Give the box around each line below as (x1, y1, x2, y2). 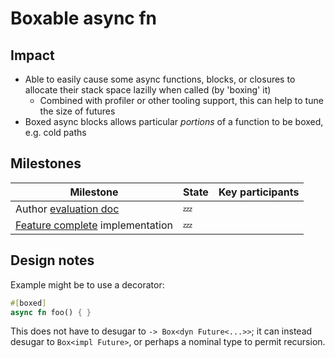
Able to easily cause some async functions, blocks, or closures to (24, 73, 296, 85)
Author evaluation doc (15, 202, 120, 216)
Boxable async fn (10, 7, 158, 30)
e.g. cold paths (24, 127, 87, 138)
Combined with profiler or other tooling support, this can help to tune (39, 95, 324, 106)
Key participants (218, 185, 300, 199)
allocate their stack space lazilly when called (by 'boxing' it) (24, 84, 272, 96)
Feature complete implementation (15, 218, 173, 232)
